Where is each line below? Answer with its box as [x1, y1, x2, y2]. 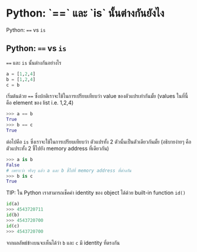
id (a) [6, 201, 20, 207]
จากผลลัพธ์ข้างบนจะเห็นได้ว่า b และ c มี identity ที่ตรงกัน [6, 239, 120, 246]
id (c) [6, 222, 20, 229]
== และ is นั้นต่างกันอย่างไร [6, 59, 62, 66]
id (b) [6, 212, 20, 218]
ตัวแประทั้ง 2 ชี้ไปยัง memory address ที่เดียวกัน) [6, 145, 109, 152]
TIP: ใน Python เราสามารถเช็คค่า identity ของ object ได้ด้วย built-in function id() [6, 189, 186, 197]
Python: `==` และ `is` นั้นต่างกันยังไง [6, 6, 164, 20]
